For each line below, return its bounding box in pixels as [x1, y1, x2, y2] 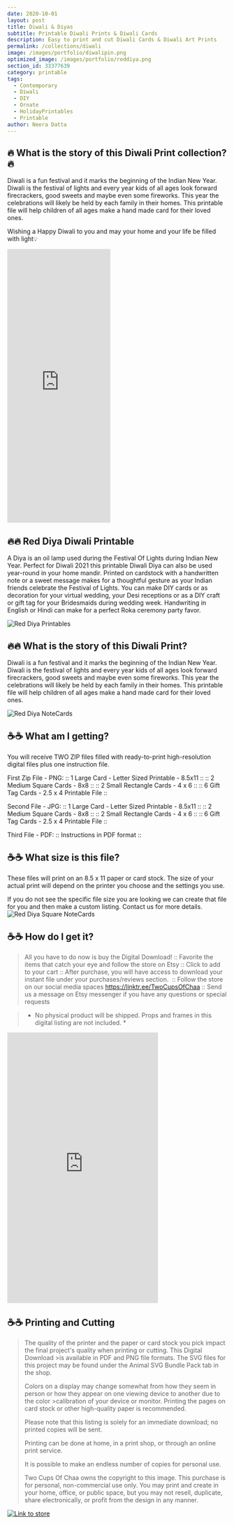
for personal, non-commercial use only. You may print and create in [24, 1481, 219, 1490]
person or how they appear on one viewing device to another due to [24, 1389, 221, 1398]
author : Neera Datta [7, 121, 68, 128]
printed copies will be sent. [24, 1425, 103, 1434]
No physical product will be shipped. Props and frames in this [34, 1011, 212, 1020]
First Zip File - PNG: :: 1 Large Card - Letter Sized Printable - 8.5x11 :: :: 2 [7, 774, 215, 782]
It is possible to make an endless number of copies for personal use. [24, 1460, 221, 1469]
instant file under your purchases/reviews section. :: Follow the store [24, 975, 224, 984]
